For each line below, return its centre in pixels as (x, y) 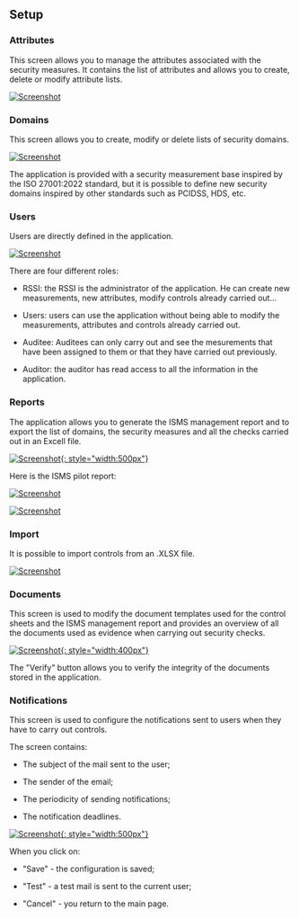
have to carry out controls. (58, 730)
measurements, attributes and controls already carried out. (131, 325)
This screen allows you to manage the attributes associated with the (136, 60)
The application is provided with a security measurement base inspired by (146, 174)
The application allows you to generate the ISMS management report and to (149, 422)
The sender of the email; (68, 782)
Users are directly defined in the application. (91, 236)
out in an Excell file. (45, 441)
